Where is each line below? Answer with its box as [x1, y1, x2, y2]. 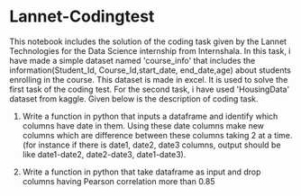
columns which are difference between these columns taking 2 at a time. [22, 129, 293, 140]
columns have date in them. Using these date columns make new [22, 120, 264, 131]
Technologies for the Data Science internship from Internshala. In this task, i [9, 45, 291, 56]
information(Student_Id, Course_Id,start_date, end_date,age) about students [9, 65, 291, 76]
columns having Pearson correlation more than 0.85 [22, 175, 215, 186]
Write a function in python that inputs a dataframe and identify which [22, 111, 278, 121]
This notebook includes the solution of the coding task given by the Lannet [9, 36, 287, 47]
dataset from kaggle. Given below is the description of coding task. [9, 93, 259, 104]
